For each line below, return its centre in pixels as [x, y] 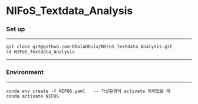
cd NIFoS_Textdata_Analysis [41, 52]
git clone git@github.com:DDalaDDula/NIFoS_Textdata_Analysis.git [89, 47]
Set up [16, 29]
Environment [25, 72]
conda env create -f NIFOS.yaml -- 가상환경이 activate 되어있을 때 [88, 91]
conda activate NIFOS [33, 96]
